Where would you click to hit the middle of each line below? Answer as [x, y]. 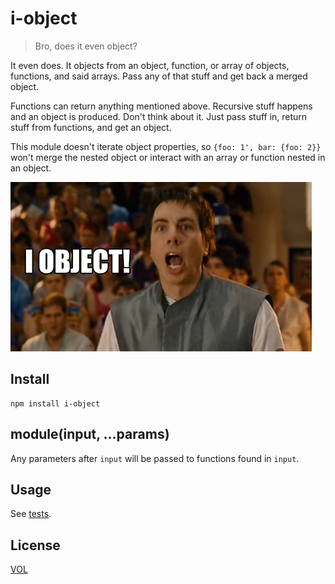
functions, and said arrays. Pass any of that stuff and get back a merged [159, 76]
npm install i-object [55, 403]
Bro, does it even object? [86, 46]
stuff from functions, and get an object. [91, 127]
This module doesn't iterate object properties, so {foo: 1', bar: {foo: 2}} [166, 146]
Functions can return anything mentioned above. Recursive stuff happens [161, 106]
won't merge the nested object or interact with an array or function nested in [168, 157]
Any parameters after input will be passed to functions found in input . [155, 458]
